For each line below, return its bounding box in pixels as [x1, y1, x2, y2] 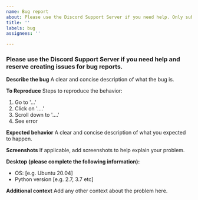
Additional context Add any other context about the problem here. [6, 187, 168, 195]
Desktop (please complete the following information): [6, 158, 140, 165]
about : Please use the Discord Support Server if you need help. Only [6, 14, 183, 20]
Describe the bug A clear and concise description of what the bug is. [6, 76, 174, 83]
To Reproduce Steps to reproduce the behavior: [6, 87, 123, 94]
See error [14, 117, 38, 124]
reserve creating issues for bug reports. [6, 63, 123, 71]
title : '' [6, 19, 31, 25]
